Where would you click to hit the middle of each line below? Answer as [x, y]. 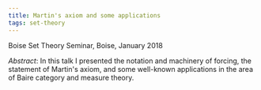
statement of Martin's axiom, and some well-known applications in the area [131, 69]
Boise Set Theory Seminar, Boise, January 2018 [86, 45]
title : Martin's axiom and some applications [84, 15]
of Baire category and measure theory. [71, 77]
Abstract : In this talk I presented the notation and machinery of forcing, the [130, 61]
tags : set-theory [37, 23]
